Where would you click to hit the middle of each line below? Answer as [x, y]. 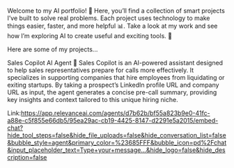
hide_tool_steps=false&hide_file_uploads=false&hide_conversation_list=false [117, 135]
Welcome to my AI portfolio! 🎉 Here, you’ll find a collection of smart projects [116, 11]
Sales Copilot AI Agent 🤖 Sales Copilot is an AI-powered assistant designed [115, 63]
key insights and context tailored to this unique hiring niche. [93, 100]
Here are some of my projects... [53, 49]
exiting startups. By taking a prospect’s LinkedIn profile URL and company [113, 85]
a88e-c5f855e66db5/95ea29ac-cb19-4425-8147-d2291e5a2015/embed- [113, 120]
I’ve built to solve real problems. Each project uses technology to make [109, 18]
